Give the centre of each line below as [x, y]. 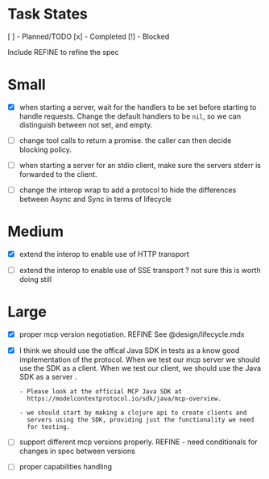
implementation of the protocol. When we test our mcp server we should [139, 359]
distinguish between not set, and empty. [86, 124]
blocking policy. [45, 149]
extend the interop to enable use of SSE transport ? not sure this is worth [140, 271]
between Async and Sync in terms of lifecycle [95, 200]
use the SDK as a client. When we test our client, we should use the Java [140, 368]
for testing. [49, 427]
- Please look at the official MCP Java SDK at [100, 392]
